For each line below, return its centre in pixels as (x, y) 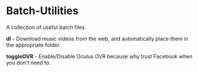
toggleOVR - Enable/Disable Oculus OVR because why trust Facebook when (99, 56)
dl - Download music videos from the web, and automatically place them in (98, 38)
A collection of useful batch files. (46, 27)
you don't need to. (29, 63)
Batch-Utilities (42, 11)
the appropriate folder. (33, 45)
